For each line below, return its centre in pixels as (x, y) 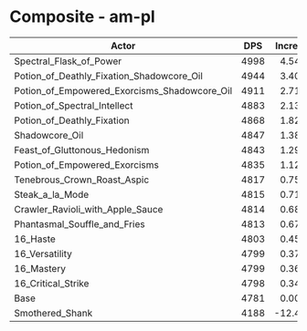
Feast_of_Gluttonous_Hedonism (82, 150)
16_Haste (35, 239)
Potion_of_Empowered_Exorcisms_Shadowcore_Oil (123, 90)
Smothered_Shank (53, 313)
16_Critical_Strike (52, 283)
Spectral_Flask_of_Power (68, 61)
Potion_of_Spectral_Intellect (74, 105)
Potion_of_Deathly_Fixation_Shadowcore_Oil (109, 76)
